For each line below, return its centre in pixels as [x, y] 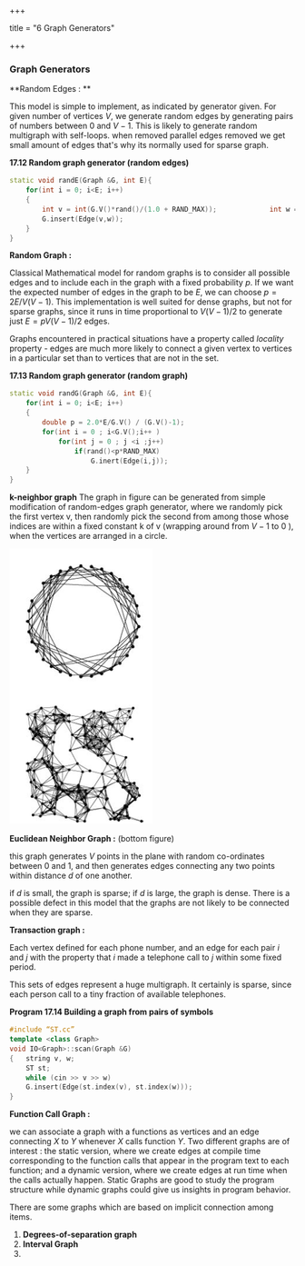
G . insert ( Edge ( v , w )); [83, 219]
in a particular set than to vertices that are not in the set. [114, 358]
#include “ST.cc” [42, 1030]
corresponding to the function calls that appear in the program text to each [149, 1161]
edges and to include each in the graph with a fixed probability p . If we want [152, 283]
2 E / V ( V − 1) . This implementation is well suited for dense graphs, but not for [151, 302]
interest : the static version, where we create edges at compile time [135, 1151]
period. [23, 967]
